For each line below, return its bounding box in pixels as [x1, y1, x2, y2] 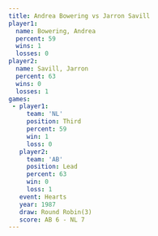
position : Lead [26, 163, 79, 171]
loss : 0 [26, 139, 53, 148]
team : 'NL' [26, 110, 63, 118]
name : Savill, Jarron [15, 65, 89, 73]
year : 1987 [19, 200, 57, 208]
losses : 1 [15, 87, 49, 96]
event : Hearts [19, 192, 67, 201]
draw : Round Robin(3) [19, 208, 92, 216]
